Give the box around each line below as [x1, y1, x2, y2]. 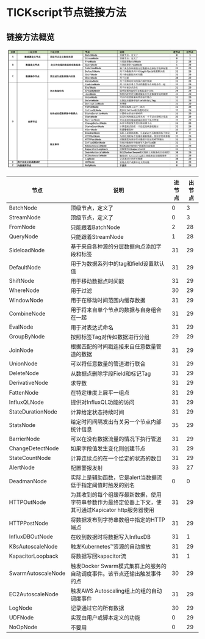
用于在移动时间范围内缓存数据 [70, 297, 146, 304]
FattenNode [9, 389, 38, 396]
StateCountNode [9, 455, 51, 462]
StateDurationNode [9, 408, 57, 415]
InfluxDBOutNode [9, 533, 54, 541]
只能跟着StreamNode [70, 233, 124, 240]
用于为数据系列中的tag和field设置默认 [70, 260, 165, 268]
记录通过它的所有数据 [70, 604, 124, 612]
